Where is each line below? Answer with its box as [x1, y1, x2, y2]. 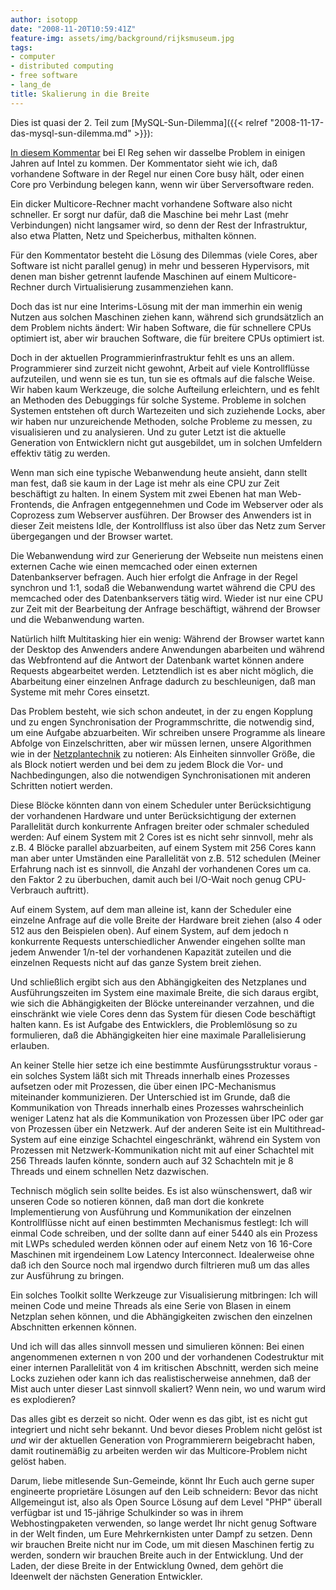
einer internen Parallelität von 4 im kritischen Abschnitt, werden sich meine [10, 1361, 319, 1373]
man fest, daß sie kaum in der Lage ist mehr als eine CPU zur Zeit [10, 477, 280, 489]
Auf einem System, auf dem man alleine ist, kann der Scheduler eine [10, 903, 292, 915]
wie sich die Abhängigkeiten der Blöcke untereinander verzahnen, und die [10, 997, 315, 1009]
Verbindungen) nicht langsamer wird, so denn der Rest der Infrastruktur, [10, 219, 308, 231]
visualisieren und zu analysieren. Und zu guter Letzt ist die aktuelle [10, 426, 287, 438]
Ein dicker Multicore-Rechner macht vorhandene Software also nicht [10, 197, 293, 210]
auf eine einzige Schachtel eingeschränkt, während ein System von [43, 1133, 321, 1145]
